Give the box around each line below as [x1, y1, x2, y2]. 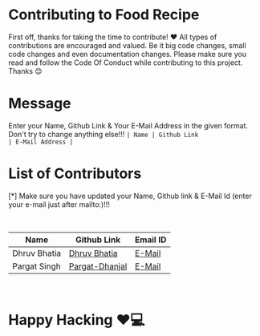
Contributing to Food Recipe [8, 6, 200, 24]
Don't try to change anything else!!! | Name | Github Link [8, 129, 199, 139]
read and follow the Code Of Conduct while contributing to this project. [8, 58, 243, 67]
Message [8, 95, 71, 113]
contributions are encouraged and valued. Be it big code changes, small [8, 40, 246, 50]
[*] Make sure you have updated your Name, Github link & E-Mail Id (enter [8, 191, 253, 200]
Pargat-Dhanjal [68, 261, 128, 272]
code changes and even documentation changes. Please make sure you [8, 49, 247, 59]
